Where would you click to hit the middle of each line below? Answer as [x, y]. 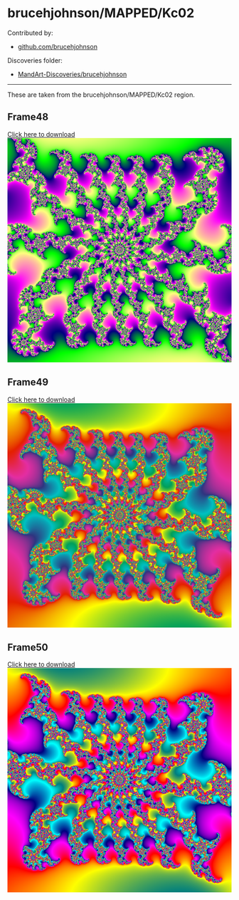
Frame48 [28, 117]
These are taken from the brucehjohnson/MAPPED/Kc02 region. [101, 95]
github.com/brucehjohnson [58, 46]
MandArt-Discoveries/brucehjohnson [72, 74]
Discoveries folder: [35, 60]
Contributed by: [30, 33]
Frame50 [28, 647]
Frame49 [28, 382]
